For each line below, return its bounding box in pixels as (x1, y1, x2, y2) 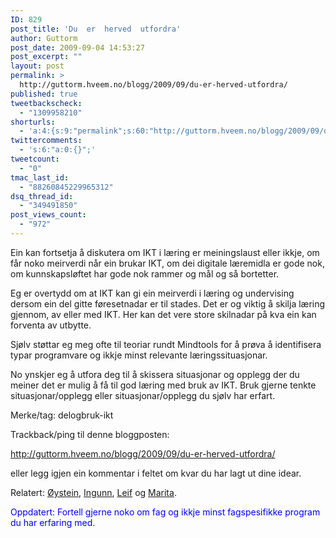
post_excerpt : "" (10, 52, 83, 62)
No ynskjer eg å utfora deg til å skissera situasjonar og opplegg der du (10, 368, 300, 380)
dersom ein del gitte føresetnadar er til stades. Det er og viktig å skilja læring (10, 297, 326, 310)
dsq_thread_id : (10, 191, 74, 201)
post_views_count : (10, 210, 87, 220)
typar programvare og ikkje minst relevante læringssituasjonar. (10, 349, 268, 361)
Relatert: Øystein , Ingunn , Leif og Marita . (10, 486, 177, 498)
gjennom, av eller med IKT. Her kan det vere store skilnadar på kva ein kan (10, 308, 317, 320)
